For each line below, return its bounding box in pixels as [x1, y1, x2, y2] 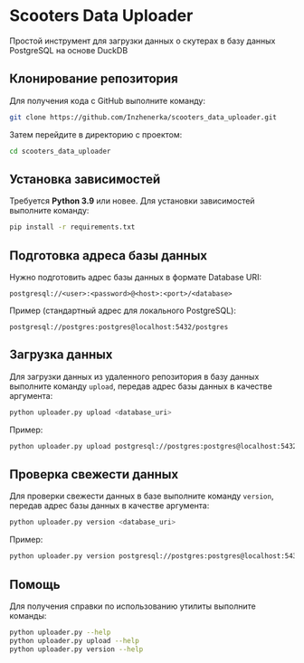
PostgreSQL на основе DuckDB [9, 44, 128, 55]
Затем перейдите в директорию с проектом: [9, 128, 183, 140]
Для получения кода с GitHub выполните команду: [9, 95, 206, 106]
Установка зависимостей [9, 171, 161, 186]
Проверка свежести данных [9, 467, 179, 482]
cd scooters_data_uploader [9, 147, 111, 156]
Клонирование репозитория [9, 71, 178, 87]
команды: [9, 610, 47, 620]
